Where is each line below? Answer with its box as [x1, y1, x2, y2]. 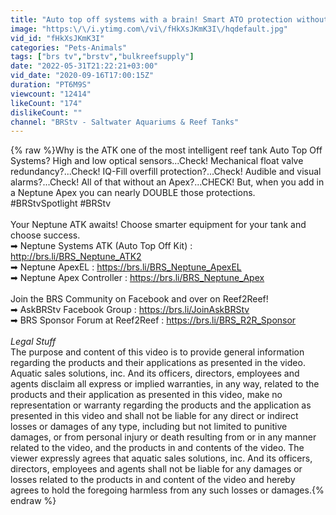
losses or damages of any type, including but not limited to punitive [10, 421, 288, 433]
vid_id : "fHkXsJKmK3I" [10, 33, 105, 43]
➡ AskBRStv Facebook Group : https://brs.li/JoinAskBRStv [10, 304, 250, 316]
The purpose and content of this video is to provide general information [10, 346, 305, 358]
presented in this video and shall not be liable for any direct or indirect [10, 410, 299, 422]
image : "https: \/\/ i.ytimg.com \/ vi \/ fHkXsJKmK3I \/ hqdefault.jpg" [10, 24, 288, 34]
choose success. [10, 229, 81, 241]
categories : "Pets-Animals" [10, 42, 128, 53]
